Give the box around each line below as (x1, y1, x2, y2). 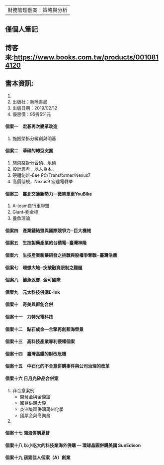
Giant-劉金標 (12, 209, 39, 215)
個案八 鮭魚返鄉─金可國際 (5, 277, 61, 283)
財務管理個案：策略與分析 (7, 7, 68, 13)
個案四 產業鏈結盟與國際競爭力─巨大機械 (5, 228, 91, 233)
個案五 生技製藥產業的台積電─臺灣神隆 (5, 240, 87, 246)
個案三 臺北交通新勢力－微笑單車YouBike (5, 191, 92, 197)
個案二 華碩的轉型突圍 (5, 148, 53, 154)
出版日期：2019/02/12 (12, 105, 58, 111)
